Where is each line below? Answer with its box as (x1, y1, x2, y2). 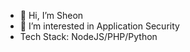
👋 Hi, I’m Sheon (19, 10, 84, 21)
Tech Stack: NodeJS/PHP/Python (19, 31, 158, 42)
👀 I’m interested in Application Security (19, 20, 180, 32)
